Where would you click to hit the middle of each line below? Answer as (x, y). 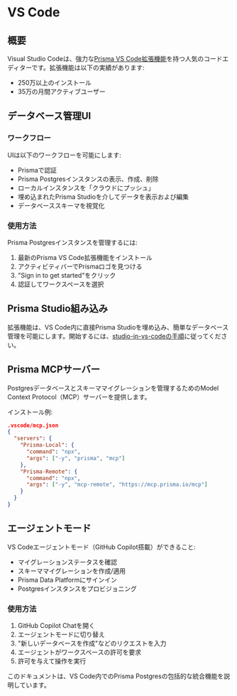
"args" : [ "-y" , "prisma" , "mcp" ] (76, 458)
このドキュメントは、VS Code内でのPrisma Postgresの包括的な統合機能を (116, 676)
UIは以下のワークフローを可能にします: (65, 155)
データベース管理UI (49, 116)
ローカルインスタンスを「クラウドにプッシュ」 (86, 187)
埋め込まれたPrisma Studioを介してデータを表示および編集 (103, 197)
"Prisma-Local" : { (47, 445)
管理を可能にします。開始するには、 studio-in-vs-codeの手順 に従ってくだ (114, 336)
